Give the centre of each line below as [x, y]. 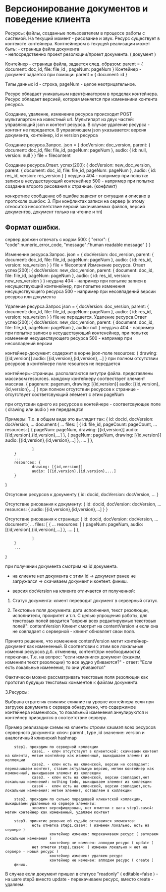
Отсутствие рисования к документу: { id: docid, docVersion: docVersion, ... [83, 504]
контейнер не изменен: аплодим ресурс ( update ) [102, 843]
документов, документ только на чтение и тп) [54, 212]
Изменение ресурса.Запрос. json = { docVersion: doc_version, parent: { [80, 254]
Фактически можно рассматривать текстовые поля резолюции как [77, 677]
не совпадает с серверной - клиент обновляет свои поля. [74, 631]
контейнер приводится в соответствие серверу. [56, 717]
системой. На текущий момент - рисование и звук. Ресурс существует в [83, 38]
